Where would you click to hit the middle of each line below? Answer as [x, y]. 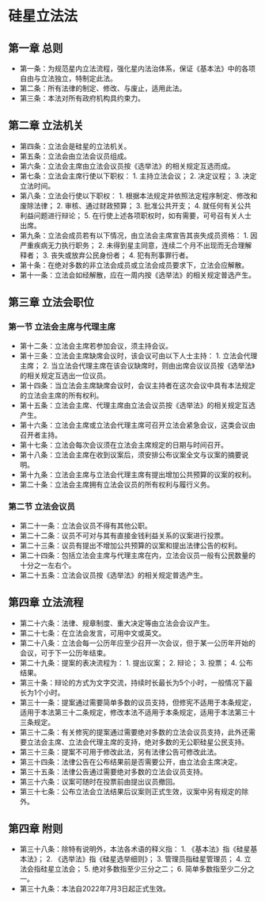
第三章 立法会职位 [51, 302]
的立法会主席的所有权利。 [61, 395]
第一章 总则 [36, 48]
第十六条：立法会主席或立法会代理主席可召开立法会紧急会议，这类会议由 [137, 425]
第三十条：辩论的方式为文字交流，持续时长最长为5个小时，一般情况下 [133, 682]
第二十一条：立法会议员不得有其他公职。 [85, 525]
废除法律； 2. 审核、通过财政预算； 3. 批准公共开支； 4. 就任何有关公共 [135, 205]
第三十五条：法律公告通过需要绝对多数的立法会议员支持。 [113, 771]
